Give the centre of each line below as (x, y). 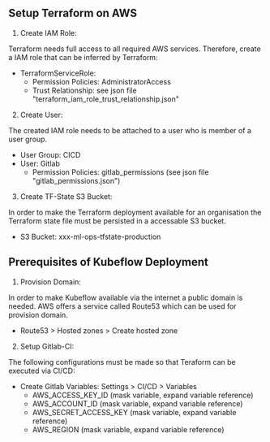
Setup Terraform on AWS (73, 13)
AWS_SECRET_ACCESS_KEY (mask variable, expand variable (134, 412)
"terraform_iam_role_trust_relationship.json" (106, 99)
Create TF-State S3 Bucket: (66, 196)
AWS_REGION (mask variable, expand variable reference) (128, 429)
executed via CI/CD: (42, 370)
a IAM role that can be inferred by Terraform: (83, 57)
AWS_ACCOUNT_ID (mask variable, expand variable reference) (137, 403)
